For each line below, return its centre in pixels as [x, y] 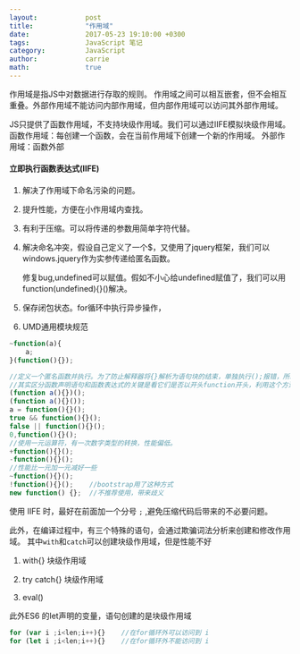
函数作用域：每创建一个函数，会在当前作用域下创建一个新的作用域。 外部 [143, 135]
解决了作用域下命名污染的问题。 [81, 191]
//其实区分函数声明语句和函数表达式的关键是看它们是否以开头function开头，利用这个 [146, 385]
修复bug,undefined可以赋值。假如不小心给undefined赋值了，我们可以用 [154, 277]
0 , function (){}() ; [43, 435]
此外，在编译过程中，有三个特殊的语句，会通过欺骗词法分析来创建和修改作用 [150, 530]
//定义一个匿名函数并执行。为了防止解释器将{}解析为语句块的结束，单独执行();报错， [146, 377]
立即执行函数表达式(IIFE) [54, 169]
